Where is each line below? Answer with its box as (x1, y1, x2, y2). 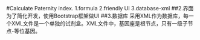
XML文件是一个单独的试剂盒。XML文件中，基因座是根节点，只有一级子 (11, 20, 189, 27)
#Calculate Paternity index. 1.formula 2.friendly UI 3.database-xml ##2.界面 (6, 5, 194, 12)
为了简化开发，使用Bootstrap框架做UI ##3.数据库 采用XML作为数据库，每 (6, 12, 189, 19)
